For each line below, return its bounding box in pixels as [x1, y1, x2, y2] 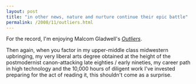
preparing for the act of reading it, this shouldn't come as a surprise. [6, 71, 172, 79]
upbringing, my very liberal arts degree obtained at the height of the [6, 53, 171, 60]
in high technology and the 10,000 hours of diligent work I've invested [6, 65, 175, 72]
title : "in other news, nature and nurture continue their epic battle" [6, 14, 188, 20]
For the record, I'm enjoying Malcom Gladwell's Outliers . [6, 36, 142, 43]
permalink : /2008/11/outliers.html [6, 19, 94, 25]
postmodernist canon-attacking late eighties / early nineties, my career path [6, 59, 191, 66]
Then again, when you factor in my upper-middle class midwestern [6, 47, 169, 54]
